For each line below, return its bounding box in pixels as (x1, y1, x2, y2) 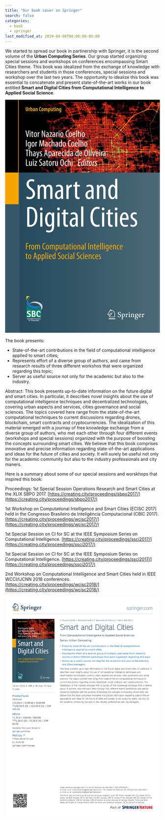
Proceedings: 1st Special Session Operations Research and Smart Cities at (5, 486, 156, 492)
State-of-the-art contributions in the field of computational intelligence (12, 347, 156, 353)
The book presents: (5, 337, 45, 343)
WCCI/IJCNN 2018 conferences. (5, 576, 71, 582)
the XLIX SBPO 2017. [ (5, 491, 50, 497)
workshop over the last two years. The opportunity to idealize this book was (5, 74, 159, 80)
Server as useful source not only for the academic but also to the (12, 373, 144, 379)
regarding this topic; (12, 368, 53, 374)
